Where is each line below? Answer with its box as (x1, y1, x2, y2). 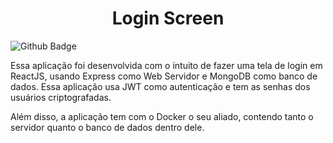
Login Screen (111, 7, 225, 30)
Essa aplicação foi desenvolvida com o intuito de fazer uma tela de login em (10, 59, 323, 71)
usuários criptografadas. (10, 91, 112, 103)
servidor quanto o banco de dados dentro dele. (10, 121, 205, 133)
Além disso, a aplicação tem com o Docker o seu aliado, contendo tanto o (10, 110, 314, 122)
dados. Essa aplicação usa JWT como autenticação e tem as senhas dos (10, 80, 311, 92)
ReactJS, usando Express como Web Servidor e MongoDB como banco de (10, 70, 318, 82)
